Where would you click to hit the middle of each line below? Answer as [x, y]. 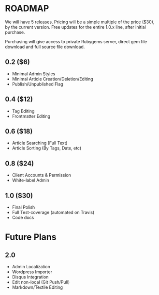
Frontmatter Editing [31, 116]
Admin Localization [31, 267]
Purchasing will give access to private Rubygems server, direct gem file [76, 41]
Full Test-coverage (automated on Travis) [53, 212]
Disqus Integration [30, 277]
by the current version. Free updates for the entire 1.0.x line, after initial [75, 27]
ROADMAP [27, 8]
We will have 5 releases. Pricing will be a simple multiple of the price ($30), [80, 22]
